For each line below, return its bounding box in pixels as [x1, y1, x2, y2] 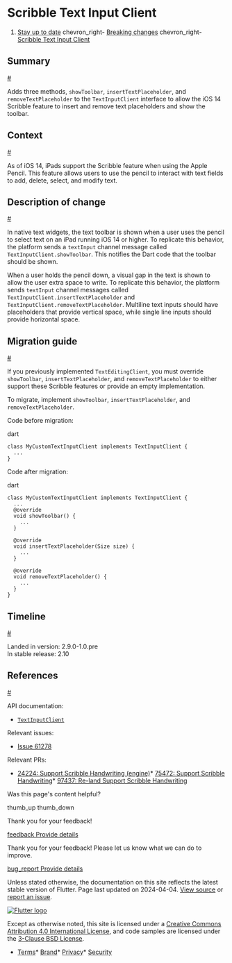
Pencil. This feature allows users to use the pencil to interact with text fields [7, 169, 224, 177]
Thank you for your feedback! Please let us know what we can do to [7, 844, 202, 852]
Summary [7, 56, 51, 67]
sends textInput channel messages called [7, 286, 129, 294]
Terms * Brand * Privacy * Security [17, 948, 113, 956]
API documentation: [7, 701, 64, 710]
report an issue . [7, 892, 52, 901]
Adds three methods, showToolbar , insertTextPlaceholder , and [7, 87, 186, 95]
